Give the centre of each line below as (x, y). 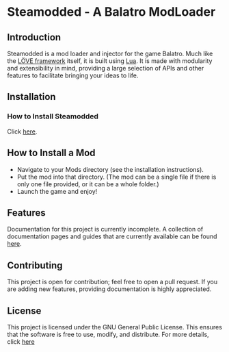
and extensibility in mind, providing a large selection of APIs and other (106, 68)
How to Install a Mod (51, 153)
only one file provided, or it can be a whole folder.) (88, 184)
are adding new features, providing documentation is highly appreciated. (109, 289)
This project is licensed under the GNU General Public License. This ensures (114, 327)
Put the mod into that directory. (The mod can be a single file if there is (117, 177)
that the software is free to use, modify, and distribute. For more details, (108, 334)
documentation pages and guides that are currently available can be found (112, 236)
